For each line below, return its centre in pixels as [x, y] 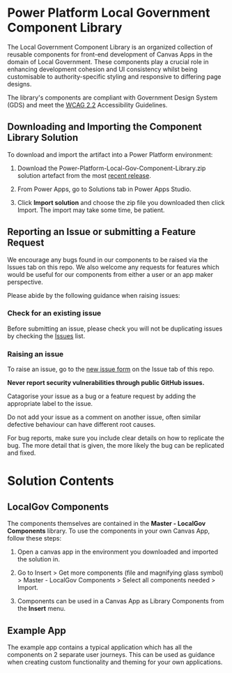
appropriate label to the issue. [50, 404]
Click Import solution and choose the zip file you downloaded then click [121, 202]
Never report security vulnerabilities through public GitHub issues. [106, 383]
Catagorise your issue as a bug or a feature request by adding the [102, 396]
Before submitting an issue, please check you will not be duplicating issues [115, 328]
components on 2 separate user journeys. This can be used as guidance [111, 654]
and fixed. [22, 453]
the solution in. [39, 559]
